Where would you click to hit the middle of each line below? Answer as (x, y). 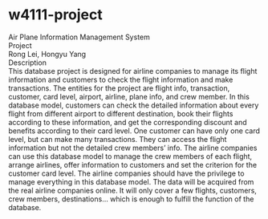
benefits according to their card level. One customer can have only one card (134, 131)
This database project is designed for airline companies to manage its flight (133, 71)
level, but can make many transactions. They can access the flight (118, 139)
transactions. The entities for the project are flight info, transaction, (119, 88)
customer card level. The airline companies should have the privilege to (126, 173)
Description (27, 63)
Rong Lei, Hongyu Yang (47, 54)
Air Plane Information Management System (79, 37)
